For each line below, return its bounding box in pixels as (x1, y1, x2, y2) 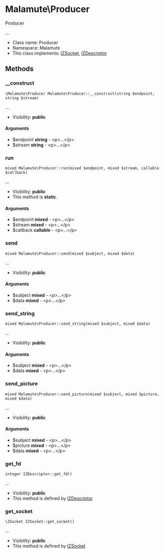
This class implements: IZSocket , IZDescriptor (12, 50, 107, 56)
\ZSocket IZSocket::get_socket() (5, 519, 75, 524)
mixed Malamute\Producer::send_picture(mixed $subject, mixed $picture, (5, 392, 160, 397)
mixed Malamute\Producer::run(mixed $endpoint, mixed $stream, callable (5, 166, 160, 171)
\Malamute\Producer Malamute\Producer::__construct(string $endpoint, (5, 91, 155, 96)
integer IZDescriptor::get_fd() (5, 472, 72, 477)
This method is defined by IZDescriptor (12, 495, 93, 501)
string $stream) (5, 95, 39, 101)
